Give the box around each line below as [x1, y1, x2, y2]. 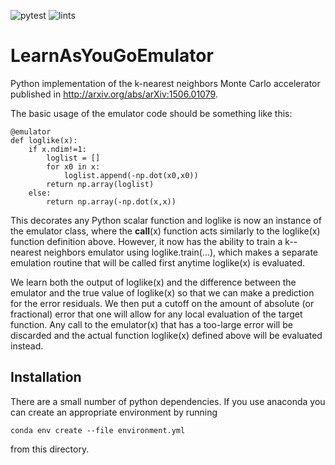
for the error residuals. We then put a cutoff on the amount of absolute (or [10, 297, 315, 309]
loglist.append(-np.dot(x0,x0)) [63, 170, 199, 180]
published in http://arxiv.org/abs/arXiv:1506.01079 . [10, 88, 218, 100]
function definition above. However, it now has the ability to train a [10, 235, 283, 247]
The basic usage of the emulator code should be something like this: [10, 107, 293, 119]
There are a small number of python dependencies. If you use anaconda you [10, 395, 326, 407]
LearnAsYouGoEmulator [10, 45, 214, 67]
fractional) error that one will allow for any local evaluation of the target [10, 308, 303, 320]
